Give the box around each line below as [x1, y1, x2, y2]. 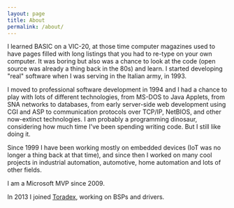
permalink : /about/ [7, 23, 64, 30]
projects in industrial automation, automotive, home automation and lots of [7, 158, 221, 167]
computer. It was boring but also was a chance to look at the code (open [7, 57, 216, 66]
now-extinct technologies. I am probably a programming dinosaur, [7, 115, 198, 124]
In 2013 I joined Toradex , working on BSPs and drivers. [7, 193, 165, 201]
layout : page [7, 10, 45, 17]
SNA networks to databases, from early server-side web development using [7, 101, 226, 109]
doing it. [7, 130, 31, 138]
